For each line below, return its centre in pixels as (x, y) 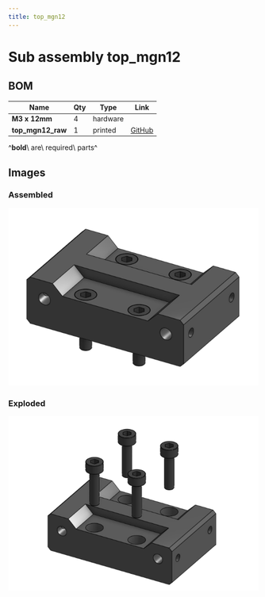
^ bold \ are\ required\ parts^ (53, 147)
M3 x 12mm (32, 119)
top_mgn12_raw (39, 130)
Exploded (27, 403)
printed (104, 130)
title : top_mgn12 (37, 17)
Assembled (31, 195)
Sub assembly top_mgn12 (94, 57)
